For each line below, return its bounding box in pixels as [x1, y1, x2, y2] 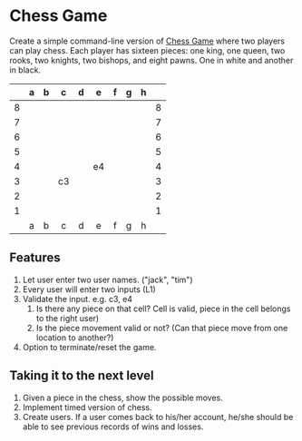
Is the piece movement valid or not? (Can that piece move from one [35, 322, 288, 333]
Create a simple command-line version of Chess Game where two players [9, 35, 286, 46]
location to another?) [35, 332, 114, 343]
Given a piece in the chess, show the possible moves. [22, 392, 224, 403]
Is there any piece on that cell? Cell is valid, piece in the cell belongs [35, 303, 291, 314]
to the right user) [35, 312, 100, 323]
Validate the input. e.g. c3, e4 [22, 293, 133, 304]
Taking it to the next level [9, 368, 154, 384]
